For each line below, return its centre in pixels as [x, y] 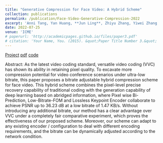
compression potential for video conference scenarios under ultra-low [75, 74]
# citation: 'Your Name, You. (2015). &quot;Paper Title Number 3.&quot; [81, 41]
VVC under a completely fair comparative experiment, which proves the [77, 116]
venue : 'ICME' [19, 32]
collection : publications [31, 14]
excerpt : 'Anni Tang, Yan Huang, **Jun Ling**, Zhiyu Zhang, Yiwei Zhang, [82, 23]
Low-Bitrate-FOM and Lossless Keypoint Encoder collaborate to [91, 100]
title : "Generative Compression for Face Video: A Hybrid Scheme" [73, 9]
